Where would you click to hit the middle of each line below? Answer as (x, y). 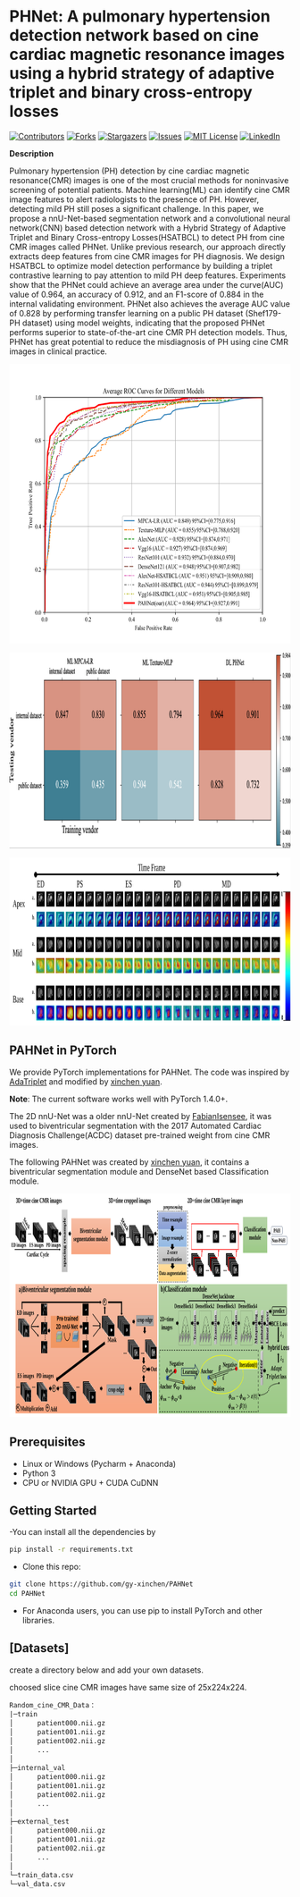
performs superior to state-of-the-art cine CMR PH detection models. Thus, (148, 332)
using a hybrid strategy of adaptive (142, 74)
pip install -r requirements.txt (71, 1550)
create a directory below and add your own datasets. (106, 1670)
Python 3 (39, 1473)
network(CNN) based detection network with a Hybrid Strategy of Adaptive (148, 228)
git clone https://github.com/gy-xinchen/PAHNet (101, 1584)
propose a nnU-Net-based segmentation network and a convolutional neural (150, 218)
